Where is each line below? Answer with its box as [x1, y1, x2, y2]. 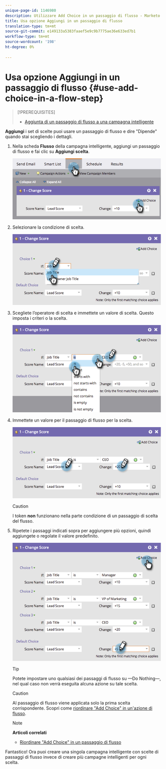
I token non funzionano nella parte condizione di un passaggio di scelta [12, 513, 158, 519]
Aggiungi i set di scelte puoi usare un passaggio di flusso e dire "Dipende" [5, 128, 157, 134]
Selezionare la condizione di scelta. [12, 224, 85, 230]
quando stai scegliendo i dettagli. [5, 134, 73, 140]
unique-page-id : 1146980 [5, 8, 56, 13]
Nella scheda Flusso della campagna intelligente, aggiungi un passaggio [12, 143, 160, 149]
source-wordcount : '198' [5, 40, 56, 45]
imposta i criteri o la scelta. [12, 315, 68, 321]
